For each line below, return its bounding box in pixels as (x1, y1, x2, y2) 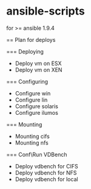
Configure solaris (15, 102, 59, 110)
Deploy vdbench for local (15, 175, 78, 183)
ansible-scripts (6, 4, 85, 18)
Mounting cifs (15, 132, 50, 140)
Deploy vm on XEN (15, 66, 62, 74)
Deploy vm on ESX (15, 60, 62, 67)
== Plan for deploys (6, 36, 56, 43)
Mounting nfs (15, 139, 49, 146)
